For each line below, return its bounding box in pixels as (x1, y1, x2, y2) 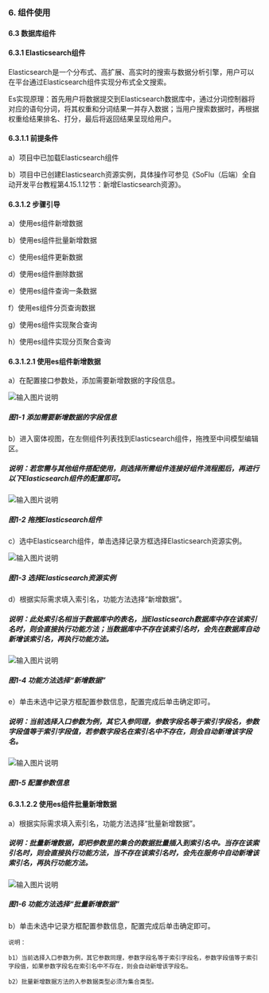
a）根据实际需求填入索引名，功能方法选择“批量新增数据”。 (8, 818, 201, 828)
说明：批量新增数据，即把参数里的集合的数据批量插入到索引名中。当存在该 (8, 838, 252, 848)
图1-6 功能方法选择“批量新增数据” (8, 899, 120, 909)
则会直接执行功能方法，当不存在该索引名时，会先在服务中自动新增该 (35, 848, 259, 858)
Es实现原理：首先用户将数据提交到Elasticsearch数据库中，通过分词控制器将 (8, 94, 255, 103)
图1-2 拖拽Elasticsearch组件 (8, 515, 102, 524)
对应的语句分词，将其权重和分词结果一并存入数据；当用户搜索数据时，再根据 (8, 103, 259, 113)
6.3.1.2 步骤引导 (8, 199, 61, 208)
